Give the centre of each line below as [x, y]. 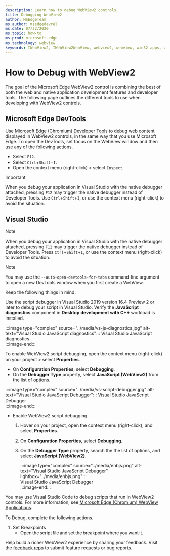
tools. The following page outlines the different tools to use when [73, 97]
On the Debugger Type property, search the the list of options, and [90, 451]
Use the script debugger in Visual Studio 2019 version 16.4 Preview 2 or [80, 302]
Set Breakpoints [29, 528]
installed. [15, 318]
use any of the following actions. [39, 147]
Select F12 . [24, 157]
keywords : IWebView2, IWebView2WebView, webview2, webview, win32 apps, [83, 48]
